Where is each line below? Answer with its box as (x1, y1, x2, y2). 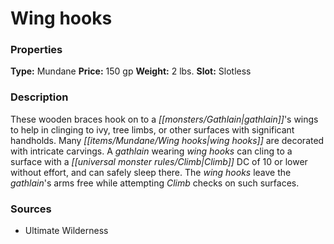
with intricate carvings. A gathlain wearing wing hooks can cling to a (10, 145, 293, 157)
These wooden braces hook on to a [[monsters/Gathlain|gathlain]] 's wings (10, 113, 319, 125)
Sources (10, 202, 52, 216)
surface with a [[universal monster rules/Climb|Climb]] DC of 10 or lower (10, 155, 308, 167)
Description (10, 90, 69, 104)
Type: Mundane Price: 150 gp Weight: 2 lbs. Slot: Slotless (10, 65, 252, 77)
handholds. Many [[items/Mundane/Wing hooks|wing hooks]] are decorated (10, 134, 325, 146)
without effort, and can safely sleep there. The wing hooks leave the (10, 166, 292, 178)
